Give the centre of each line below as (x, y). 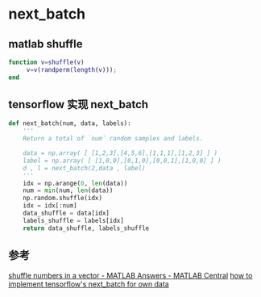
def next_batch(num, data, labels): (70, 123)
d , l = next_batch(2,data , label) (85, 168)
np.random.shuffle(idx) (63, 199)
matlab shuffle (46, 44)
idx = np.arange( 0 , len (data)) (75, 183)
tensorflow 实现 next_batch (79, 105)
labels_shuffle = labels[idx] (74, 220)
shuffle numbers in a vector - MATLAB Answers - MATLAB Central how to (130, 275)
